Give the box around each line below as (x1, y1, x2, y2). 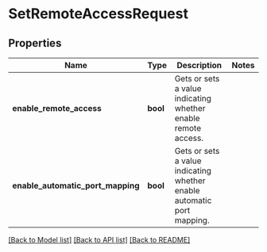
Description (176, 60, 222, 71)
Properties (8, 36, 62, 50)
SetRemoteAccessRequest (8, 5, 189, 23)
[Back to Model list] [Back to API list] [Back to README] (8, 235, 191, 244)
